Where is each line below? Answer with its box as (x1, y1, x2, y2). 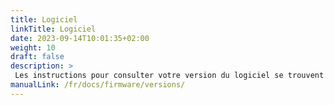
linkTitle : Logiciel (10, 24, 97, 34)
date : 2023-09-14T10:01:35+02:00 (10, 33, 150, 43)
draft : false (10, 52, 65, 62)
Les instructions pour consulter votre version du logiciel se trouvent (14, 71, 325, 81)
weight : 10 (10, 42, 56, 53)
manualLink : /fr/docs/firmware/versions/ (10, 80, 186, 90)
